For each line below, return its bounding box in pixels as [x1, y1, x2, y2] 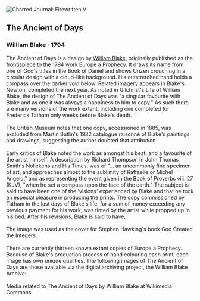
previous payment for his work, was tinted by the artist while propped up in [6, 206, 190, 213]
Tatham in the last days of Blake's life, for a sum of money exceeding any [6, 200, 186, 207]
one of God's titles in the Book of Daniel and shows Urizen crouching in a [6, 67, 186, 74]
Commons [6, 288, 32, 296]
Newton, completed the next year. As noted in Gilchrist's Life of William [6, 86, 180, 93]
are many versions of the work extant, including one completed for [6, 105, 170, 112]
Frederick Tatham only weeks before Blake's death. [6, 111, 132, 119]
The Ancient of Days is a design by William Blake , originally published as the [6, 54, 193, 61]
